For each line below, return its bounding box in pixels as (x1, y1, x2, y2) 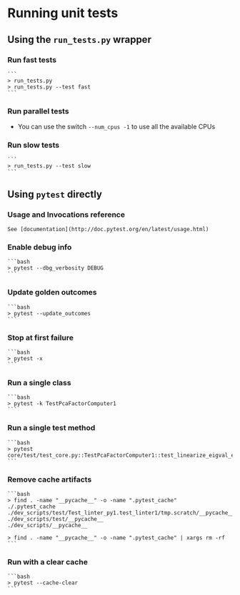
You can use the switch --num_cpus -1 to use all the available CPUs (17, 123, 216, 131)
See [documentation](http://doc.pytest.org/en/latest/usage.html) (7, 226, 209, 233)
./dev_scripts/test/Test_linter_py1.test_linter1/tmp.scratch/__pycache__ (7, 509, 235, 517)
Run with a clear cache (7, 556, 88, 566)
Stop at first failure (7, 332, 74, 342)
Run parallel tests (7, 106, 69, 116)
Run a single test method (7, 423, 96, 433)
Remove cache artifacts (7, 474, 92, 484)
